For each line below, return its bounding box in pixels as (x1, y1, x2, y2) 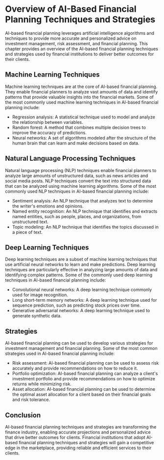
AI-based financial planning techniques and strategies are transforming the (5, 424, 157, 430)
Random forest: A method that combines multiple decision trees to (12, 124, 146, 130)
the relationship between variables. (12, 119, 83, 125)
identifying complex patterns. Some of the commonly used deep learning (5, 272, 153, 278)
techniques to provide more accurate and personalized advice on (5, 35, 137, 41)
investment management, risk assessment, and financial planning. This (5, 40, 148, 46)
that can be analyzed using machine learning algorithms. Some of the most (5, 183, 157, 189)
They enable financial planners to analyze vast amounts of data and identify (5, 88, 158, 94)
